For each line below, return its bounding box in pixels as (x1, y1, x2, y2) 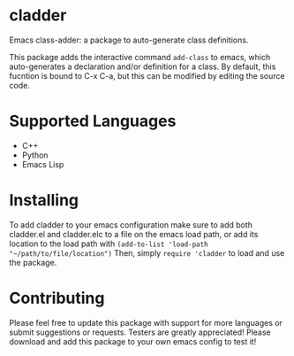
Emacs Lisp (21, 159, 64, 169)
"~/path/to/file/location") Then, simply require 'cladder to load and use (9, 247, 285, 258)
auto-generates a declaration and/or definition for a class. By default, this (9, 61, 276, 72)
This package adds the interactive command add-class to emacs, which (9, 51, 271, 62)
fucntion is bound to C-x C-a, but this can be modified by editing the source (9, 70, 285, 81)
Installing (9, 190, 79, 211)
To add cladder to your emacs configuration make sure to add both (9, 219, 253, 230)
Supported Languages (9, 112, 177, 131)
